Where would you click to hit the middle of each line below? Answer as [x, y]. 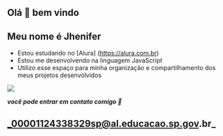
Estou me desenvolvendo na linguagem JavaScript [90, 60]
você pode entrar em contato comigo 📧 [65, 102]
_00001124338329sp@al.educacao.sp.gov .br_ [111, 123]
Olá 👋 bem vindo [43, 13]
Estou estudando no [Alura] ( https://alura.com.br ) [88, 53]
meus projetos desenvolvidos [59, 75]
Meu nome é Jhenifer [54, 36]
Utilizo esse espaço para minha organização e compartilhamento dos [116, 68]
